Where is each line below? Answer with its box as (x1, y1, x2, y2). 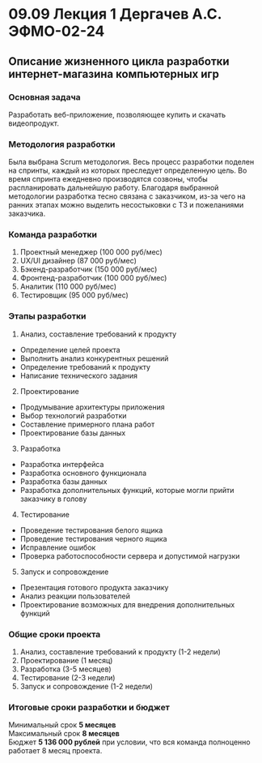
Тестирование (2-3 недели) (19, 673, 116, 683)
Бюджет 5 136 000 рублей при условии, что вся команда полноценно (8, 737, 251, 747)
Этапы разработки (8, 311, 87, 322)
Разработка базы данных (19, 476, 108, 487)
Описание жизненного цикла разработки (8, 54, 230, 68)
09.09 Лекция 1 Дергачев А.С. (8, 5, 222, 24)
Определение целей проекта (19, 345, 120, 354)
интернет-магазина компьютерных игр (8, 66, 220, 81)
